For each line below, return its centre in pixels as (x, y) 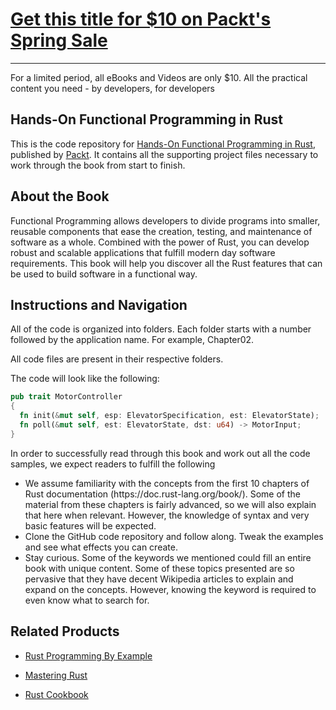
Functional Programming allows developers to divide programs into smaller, (165, 220)
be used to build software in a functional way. (104, 274)
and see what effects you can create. (101, 547)
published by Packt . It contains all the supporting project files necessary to (164, 154)
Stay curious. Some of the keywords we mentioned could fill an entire (168, 557)
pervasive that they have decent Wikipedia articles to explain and (159, 579)
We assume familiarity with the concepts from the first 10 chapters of (167, 483)
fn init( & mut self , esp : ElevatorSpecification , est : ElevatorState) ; (169, 416)
